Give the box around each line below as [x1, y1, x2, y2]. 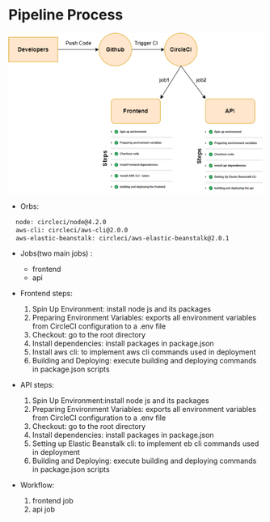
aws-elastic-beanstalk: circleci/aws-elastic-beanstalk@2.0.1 [15, 235, 230, 243]
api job [32, 504, 55, 515]
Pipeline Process [8, 6, 124, 24]
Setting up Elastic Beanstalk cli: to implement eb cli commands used [32, 439, 259, 448]
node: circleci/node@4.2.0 [15, 219, 107, 227]
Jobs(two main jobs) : [19, 248, 93, 258]
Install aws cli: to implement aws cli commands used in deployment [32, 347, 256, 357]
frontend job [32, 496, 74, 506]
